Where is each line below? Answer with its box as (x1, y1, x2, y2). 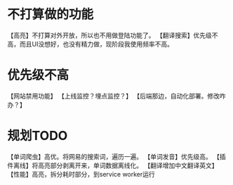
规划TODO (7, 128, 68, 144)
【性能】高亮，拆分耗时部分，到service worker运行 (7, 170, 156, 178)
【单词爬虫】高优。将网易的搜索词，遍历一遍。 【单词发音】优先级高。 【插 (7, 152, 226, 160)
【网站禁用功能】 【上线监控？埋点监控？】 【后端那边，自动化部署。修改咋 (7, 91, 226, 100)
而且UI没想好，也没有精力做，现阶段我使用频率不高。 (19, 39, 174, 48)
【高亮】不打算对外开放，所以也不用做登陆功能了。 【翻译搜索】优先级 (7, 31, 212, 39)
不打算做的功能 (7, 6, 94, 23)
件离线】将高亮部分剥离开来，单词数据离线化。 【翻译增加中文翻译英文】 (7, 161, 218, 170)
